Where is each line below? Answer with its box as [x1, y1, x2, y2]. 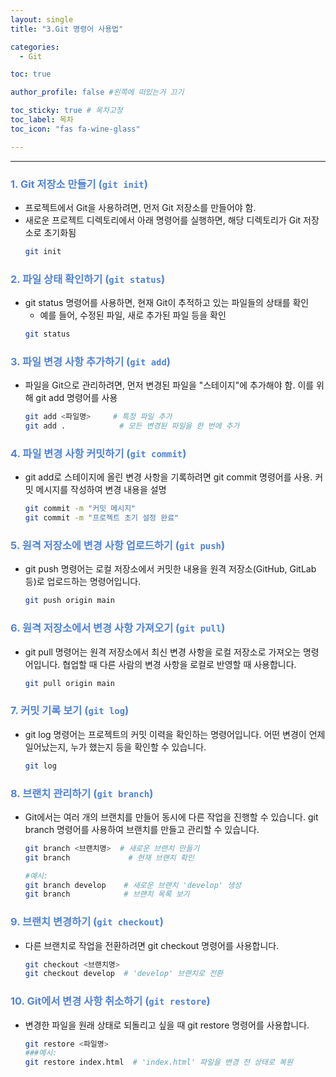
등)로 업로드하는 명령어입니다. [24, 576, 142, 588]
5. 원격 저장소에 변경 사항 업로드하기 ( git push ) [10, 538, 226, 552]
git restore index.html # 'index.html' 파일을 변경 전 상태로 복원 [24, 1057, 293, 1068]
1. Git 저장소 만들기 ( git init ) [10, 177, 148, 191]
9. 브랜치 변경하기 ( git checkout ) [10, 915, 164, 929]
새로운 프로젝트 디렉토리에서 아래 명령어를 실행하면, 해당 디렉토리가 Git [24, 214, 302, 226]
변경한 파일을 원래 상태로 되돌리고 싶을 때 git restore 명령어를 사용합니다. [24, 1019, 310, 1031]
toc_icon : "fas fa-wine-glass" [10, 124, 141, 134]
